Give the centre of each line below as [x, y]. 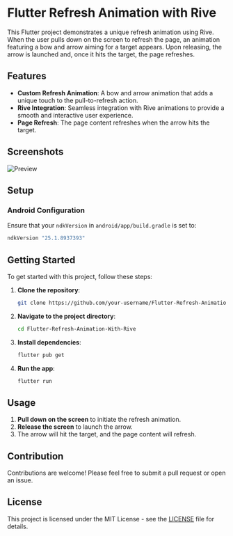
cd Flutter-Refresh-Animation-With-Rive [77, 329]
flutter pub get [41, 355]
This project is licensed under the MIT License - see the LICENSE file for [111, 519]
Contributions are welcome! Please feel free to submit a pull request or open [116, 473]
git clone [32, 303]
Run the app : [36, 368]
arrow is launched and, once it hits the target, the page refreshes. [101, 54]
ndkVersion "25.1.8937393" [46, 238]
